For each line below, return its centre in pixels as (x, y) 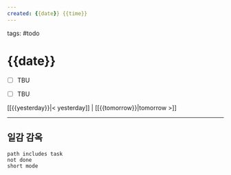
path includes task (35, 154)
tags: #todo (23, 33)
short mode (23, 166)
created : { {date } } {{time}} (47, 13)
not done (20, 160)
